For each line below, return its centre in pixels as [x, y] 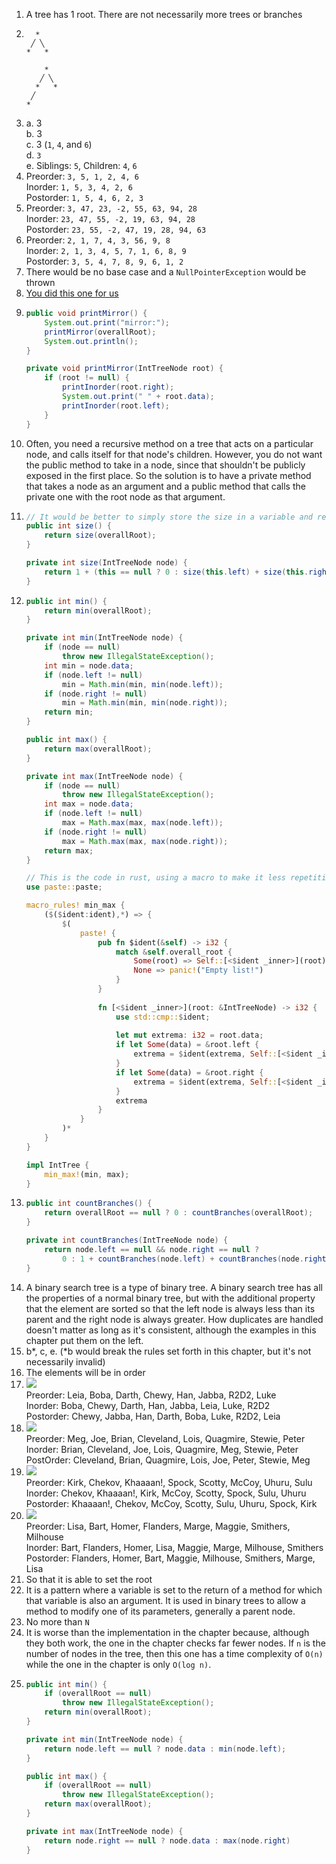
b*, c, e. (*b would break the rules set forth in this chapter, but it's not [168, 1351]
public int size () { [68, 526]
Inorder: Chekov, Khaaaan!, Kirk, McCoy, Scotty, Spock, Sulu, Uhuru [166, 1493]
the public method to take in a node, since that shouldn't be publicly [165, 465]
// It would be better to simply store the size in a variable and [169, 517]
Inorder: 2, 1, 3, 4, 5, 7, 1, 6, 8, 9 [106, 250]
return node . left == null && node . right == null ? [152, 1249]
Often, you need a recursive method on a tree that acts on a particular [169, 443]
